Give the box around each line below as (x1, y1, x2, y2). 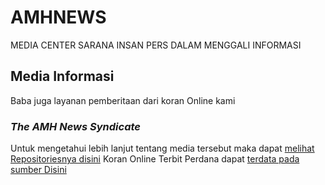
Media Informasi (10, 68, 115, 85)
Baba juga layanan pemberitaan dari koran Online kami (10, 94, 236, 106)
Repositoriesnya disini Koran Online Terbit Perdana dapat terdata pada (10, 153, 300, 165)
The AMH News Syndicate (10, 119, 141, 133)
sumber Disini (10, 164, 67, 176)
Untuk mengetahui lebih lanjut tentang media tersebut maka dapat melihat (10, 142, 315, 155)
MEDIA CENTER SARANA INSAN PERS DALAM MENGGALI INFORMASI (10, 39, 302, 51)
